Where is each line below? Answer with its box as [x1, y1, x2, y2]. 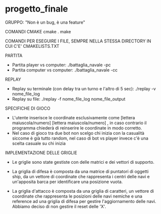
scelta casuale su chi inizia [12, 140, 66, 146]
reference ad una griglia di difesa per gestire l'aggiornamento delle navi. [12, 198, 157, 204]
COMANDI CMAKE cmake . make [5, 29, 71, 34]
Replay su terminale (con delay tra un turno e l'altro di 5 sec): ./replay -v [12, 86, 156, 91]
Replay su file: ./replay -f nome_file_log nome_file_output [12, 96, 126, 102]
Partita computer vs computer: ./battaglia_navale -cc [12, 67, 118, 73]
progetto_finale [5, 3, 68, 14]
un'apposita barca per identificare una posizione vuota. [12, 179, 123, 185]
